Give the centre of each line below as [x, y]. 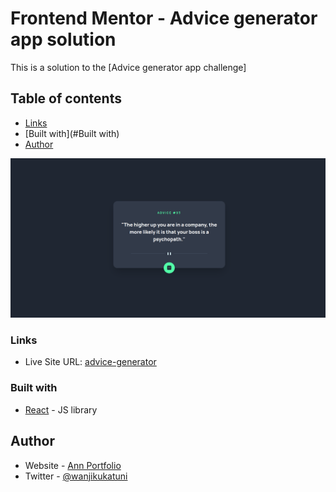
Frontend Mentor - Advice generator [164, 18]
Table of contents [66, 98]
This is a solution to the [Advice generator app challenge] [128, 67]
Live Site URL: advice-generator [90, 362]
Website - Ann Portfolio [73, 465]
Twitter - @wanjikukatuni [76, 476]
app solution [63, 39]
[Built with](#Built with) [72, 133]
